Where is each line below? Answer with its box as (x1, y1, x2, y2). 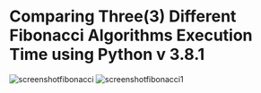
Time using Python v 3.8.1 (9, 45, 205, 64)
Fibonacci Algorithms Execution (9, 25, 253, 46)
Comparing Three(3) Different (9, 6, 237, 27)
